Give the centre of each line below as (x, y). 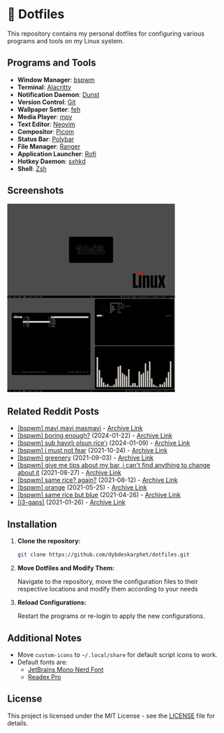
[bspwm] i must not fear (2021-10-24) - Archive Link (92, 451)
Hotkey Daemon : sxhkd (51, 161)
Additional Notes (45, 638)
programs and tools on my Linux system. (66, 40)
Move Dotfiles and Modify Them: (66, 568)
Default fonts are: (42, 662)
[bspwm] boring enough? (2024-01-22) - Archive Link (95, 436)
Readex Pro (44, 677)
